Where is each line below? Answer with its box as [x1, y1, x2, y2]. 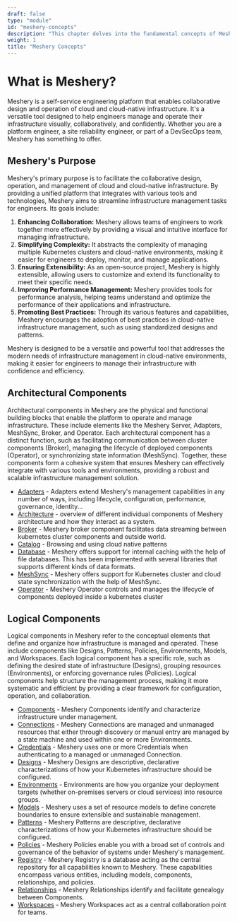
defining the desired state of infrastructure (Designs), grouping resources [7, 662, 221, 670]
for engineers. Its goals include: [7, 204, 99, 212]
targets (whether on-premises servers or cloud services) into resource [17, 788, 223, 796]
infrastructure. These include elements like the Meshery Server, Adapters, [7, 421, 222, 429]
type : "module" [7, 17, 52, 24]
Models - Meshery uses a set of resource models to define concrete [17, 803, 217, 812]
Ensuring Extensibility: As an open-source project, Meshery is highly [17, 262, 220, 271]
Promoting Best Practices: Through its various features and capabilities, [17, 308, 229, 316]
